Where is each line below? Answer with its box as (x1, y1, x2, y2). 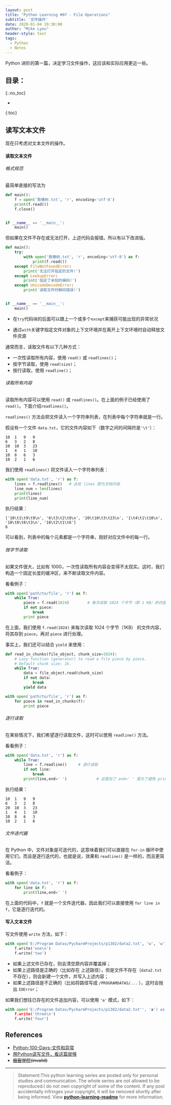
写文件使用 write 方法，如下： (5, 931, 69, 937)
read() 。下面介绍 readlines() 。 (5, 403, 71, 409)
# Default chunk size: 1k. (14, 661, 72, 666)
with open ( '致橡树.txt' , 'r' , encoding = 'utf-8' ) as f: (23, 254, 140, 260)
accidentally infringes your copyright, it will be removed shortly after (17, 1089, 161, 1094)
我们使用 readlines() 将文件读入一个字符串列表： (5, 467, 109, 472)
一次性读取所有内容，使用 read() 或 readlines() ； (12, 354, 118, 360)
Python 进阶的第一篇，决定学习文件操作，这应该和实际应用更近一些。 (5, 60, 151, 66)
